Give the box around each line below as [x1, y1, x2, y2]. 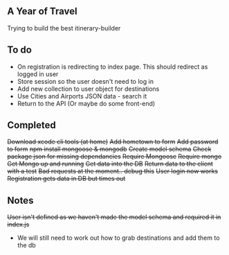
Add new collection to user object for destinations [17, 85, 160, 93]
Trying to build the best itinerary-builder [7, 24, 121, 32]
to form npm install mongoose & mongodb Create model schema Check [7, 145, 212, 153]
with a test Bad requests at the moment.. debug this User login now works [7, 167, 218, 175]
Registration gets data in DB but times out [7, 175, 126, 183]
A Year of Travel [7, 6, 77, 17]
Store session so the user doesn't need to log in [17, 77, 154, 85]
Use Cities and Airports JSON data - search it [17, 91, 147, 100]
